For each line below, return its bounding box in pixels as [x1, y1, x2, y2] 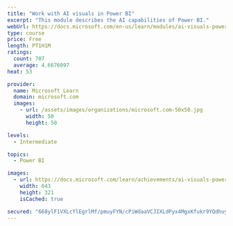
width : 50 [25, 113, 54, 120]
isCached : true [19, 195, 64, 202]
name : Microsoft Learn [13, 87, 79, 94]
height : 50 [25, 119, 58, 126]
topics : [7, 150, 30, 158]
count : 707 [13, 55, 45, 62]
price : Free [7, 36, 42, 43]
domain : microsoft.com [13, 94, 79, 101]
